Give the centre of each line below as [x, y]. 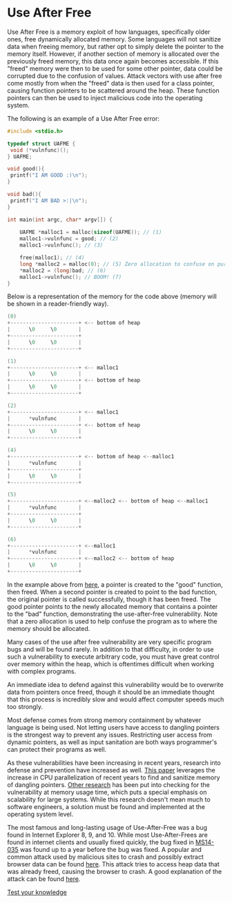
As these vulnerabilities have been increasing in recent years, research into [114, 763]
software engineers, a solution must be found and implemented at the [106, 806]
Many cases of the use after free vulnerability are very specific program [109, 642]
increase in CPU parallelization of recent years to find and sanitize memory [114, 777]
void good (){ [26, 169]
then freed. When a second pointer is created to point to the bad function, [112, 592]
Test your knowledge [37, 892]
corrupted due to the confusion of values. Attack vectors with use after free [115, 76]
